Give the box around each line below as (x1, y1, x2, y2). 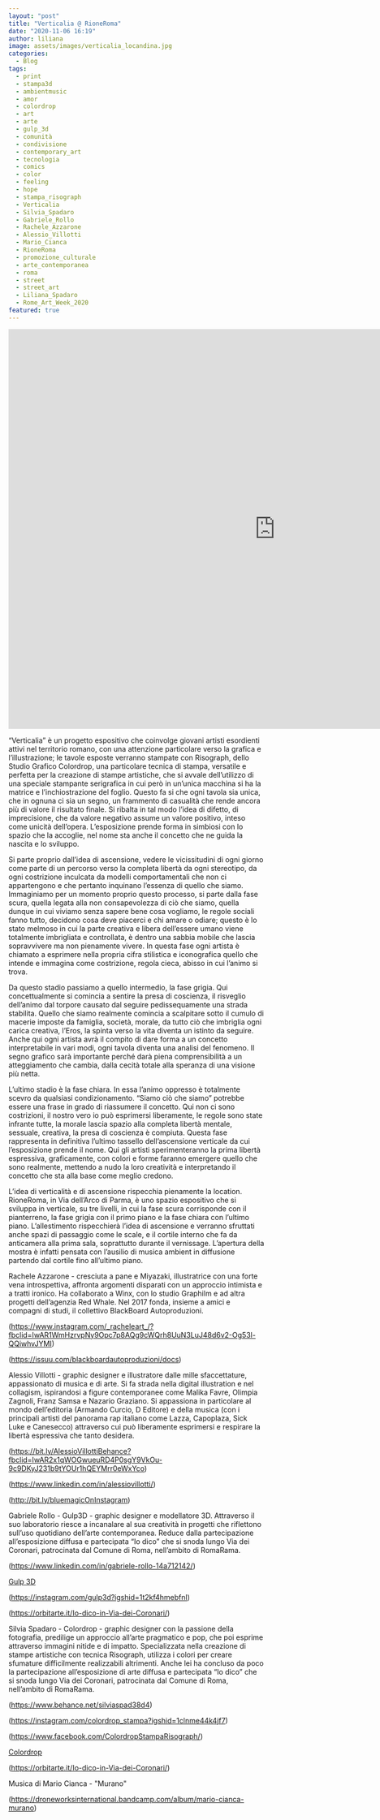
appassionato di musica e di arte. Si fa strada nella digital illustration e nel (8, 1378, 254, 1388)
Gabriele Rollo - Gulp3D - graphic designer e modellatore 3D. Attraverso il (8, 1511, 255, 1520)
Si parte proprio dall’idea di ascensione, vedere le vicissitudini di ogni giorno (8, 854, 264, 865)
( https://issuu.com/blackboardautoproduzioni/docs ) (8, 1354, 182, 1364)
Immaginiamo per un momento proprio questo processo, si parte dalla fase (8, 889, 258, 899)
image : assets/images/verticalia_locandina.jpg (8, 42, 173, 50)
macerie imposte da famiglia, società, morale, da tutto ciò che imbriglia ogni (8, 1016, 262, 1027)
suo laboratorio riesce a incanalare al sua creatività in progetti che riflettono (8, 1519, 262, 1529)
